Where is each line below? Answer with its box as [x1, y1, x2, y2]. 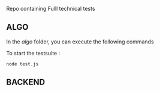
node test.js [6, 61, 39, 67]
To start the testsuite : [6, 49, 61, 57]
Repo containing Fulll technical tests [6, 5, 95, 12]
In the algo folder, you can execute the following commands [6, 38, 154, 45]
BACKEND [6, 77, 46, 87]
